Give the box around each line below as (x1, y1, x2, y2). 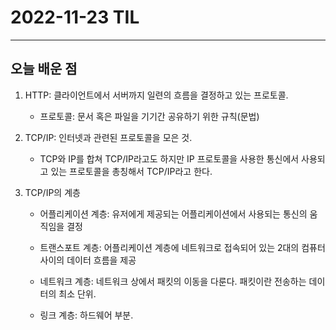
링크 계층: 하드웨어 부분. (39, 309, 134, 321)
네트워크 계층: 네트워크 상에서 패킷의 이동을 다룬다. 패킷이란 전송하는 (39, 275, 307, 287)
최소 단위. (58, 287, 97, 300)
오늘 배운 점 (10, 61, 78, 78)
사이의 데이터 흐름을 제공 (39, 254, 137, 266)
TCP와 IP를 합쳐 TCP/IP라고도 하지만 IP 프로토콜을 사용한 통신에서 (39, 152, 300, 165)
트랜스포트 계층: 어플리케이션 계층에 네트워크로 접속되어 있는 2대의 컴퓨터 (39, 241, 326, 253)
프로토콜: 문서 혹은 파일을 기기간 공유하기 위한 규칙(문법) (39, 110, 260, 122)
